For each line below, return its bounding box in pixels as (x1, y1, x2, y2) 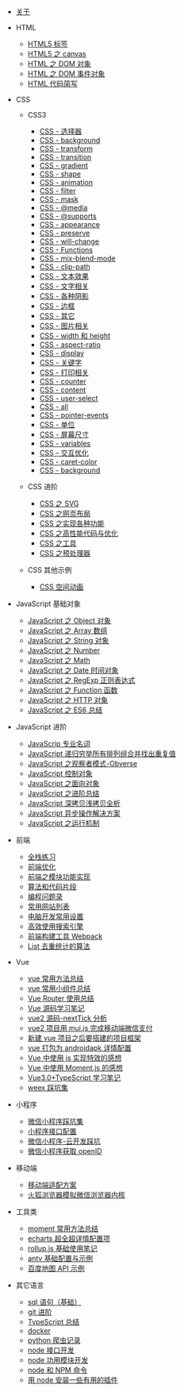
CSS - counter (39, 376, 86, 386)
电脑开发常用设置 (27, 912, 84, 921)
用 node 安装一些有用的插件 (27, 1375, 118, 1384)
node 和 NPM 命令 (27, 1365, 87, 1375)
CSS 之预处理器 (39, 549, 91, 557)
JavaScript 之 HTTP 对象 (27, 696, 109, 704)
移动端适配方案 (27, 1180, 77, 1190)
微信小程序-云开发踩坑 (27, 1136, 102, 1146)
